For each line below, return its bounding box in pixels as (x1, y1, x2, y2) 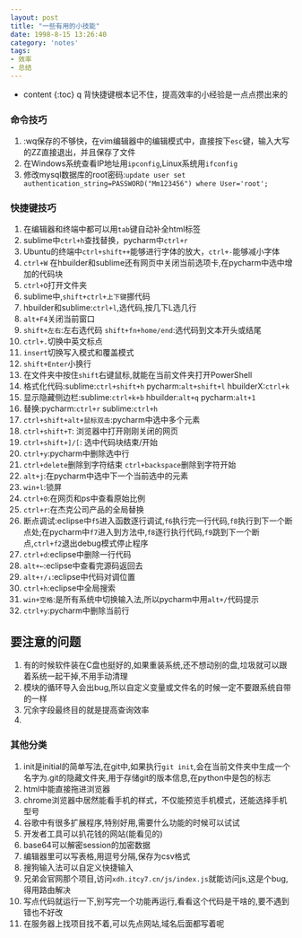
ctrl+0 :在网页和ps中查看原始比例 (22, 493, 146, 504)
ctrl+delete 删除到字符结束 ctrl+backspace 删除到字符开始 (22, 460, 237, 470)
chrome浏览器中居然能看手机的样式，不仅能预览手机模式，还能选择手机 (22, 794, 288, 805)
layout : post (10, 13, 59, 22)
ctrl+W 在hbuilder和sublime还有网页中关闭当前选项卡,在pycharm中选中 (22, 258, 285, 268)
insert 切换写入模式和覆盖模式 (22, 347, 134, 358)
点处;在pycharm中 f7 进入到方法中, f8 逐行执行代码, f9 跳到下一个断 (22, 527, 260, 538)
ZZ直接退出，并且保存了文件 (30, 147, 136, 158)
